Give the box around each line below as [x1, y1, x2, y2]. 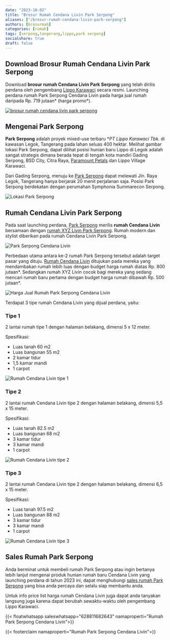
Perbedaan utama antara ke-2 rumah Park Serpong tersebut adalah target [5, 253, 160, 259]
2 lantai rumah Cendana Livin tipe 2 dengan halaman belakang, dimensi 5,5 [5, 400, 163, 406]
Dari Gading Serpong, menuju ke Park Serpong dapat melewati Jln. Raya [5, 173, 157, 179]
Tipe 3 [5, 469, 21, 476]
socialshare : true [5, 36, 44, 41]
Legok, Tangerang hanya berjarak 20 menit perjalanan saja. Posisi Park [5, 178, 154, 185]
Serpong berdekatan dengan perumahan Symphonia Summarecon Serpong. [5, 184, 165, 190]
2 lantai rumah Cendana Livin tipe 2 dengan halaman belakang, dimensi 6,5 [5, 481, 163, 487]
